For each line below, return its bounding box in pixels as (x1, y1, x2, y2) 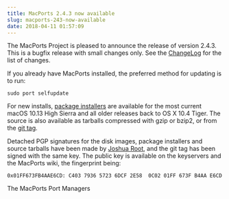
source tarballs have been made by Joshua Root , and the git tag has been (7, 145, 216, 153)
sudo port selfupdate (7, 90, 69, 97)
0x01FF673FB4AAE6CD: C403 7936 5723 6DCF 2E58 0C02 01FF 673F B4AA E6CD (7, 172, 223, 179)
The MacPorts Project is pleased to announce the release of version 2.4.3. (7, 42, 217, 50)
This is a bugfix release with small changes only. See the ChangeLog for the (7, 49, 221, 57)
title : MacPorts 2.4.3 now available (7, 10, 115, 17)
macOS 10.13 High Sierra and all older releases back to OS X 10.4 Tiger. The (7, 109, 221, 117)
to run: (7, 77, 26, 85)
